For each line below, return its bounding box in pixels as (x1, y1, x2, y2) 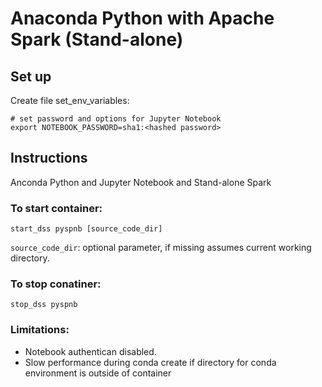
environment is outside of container (24, 367, 172, 379)
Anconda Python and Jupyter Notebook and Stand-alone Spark (10, 176, 272, 188)
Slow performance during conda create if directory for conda (24, 356, 277, 368)
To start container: (10, 201, 103, 215)
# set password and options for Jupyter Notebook (10, 114, 222, 124)
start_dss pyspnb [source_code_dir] (10, 224, 163, 234)
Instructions (10, 150, 88, 167)
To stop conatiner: (10, 277, 102, 291)
